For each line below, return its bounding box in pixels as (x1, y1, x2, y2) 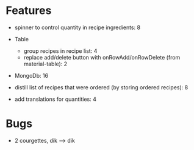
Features (5, 4, 52, 18)
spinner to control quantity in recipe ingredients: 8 (14, 24, 141, 31)
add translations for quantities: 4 (14, 95, 97, 103)
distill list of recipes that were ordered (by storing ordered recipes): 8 (14, 83, 189, 91)
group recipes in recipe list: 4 (23, 47, 98, 55)
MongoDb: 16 (14, 72, 49, 79)
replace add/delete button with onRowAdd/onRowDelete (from (23, 53, 181, 61)
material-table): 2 (23, 60, 68, 67)
